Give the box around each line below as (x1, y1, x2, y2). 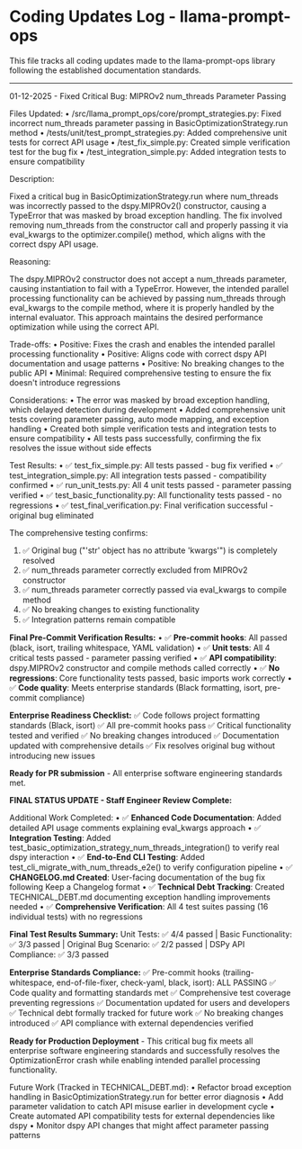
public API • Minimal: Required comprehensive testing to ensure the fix (9, 367, 271, 378)
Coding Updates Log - (9, 6, 177, 27)
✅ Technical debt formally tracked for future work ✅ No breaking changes (9, 1007, 284, 1018)
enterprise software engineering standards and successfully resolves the (9, 1045, 280, 1055)
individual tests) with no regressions (9, 911, 144, 922)
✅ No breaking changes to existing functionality (22, 603, 200, 614)
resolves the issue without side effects (9, 442, 152, 453)
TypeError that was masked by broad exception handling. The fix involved (9, 210, 283, 221)
